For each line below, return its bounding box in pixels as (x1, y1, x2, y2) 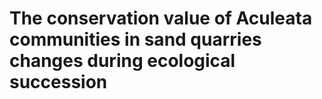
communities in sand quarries (9, 28, 262, 51)
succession (9, 71, 108, 94)
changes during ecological (9, 50, 236, 72)
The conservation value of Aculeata (9, 7, 313, 30)
